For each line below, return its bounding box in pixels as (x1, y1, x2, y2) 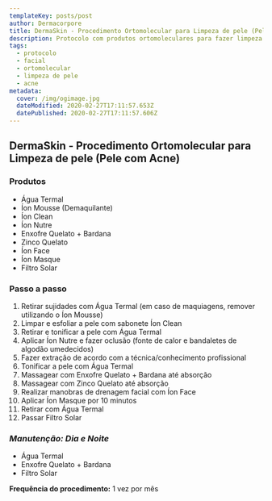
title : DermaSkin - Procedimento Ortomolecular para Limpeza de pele (9, 27, 249, 35)
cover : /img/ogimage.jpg (16, 94, 100, 102)
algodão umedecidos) (20, 344, 94, 353)
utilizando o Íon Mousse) (20, 310, 103, 319)
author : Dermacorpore (9, 19, 82, 27)
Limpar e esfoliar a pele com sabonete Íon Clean (20, 318, 182, 328)
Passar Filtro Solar (20, 412, 82, 422)
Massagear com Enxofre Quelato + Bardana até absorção (20, 369, 212, 379)
